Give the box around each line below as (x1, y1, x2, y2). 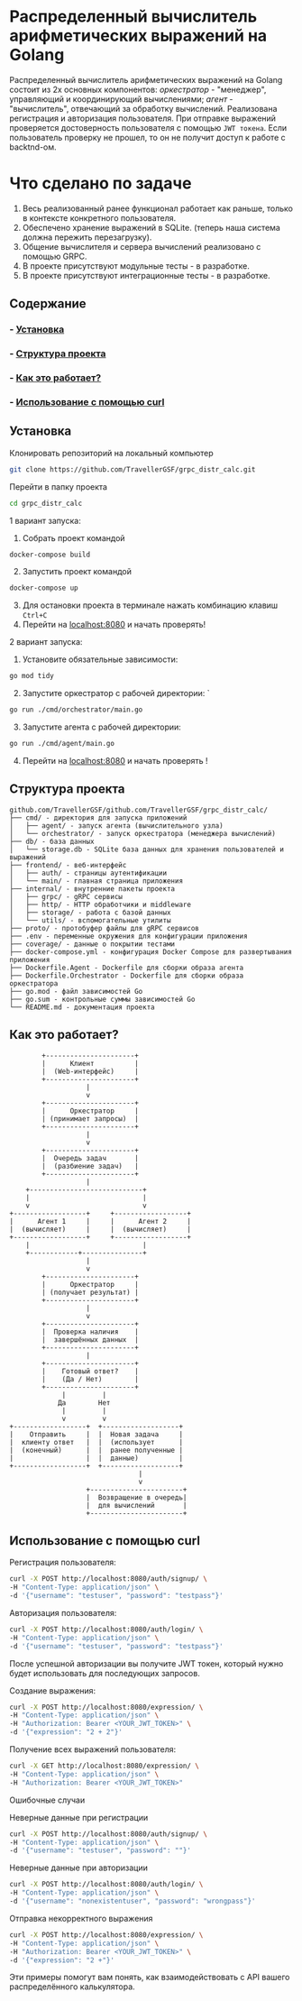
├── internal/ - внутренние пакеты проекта (9, 884, 176, 894)
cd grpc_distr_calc (9, 499, 83, 508)
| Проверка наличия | (41, 1327, 140, 1336)
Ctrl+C (22, 611, 48, 620)
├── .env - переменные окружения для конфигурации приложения (9, 932, 248, 941)
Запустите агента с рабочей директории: (22, 721, 182, 732)
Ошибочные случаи (9, 1794, 86, 1805)
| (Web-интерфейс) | (41, 1067, 140, 1076)
